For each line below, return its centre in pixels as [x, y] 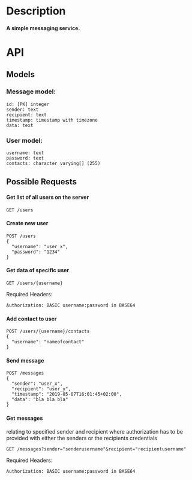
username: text [25, 153]
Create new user [27, 223]
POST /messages [25, 373]
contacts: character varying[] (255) [53, 163]
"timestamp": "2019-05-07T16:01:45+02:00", [67, 394]
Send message [25, 360]
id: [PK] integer [28, 104]
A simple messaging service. [43, 28]
